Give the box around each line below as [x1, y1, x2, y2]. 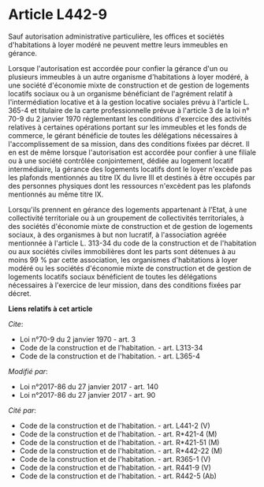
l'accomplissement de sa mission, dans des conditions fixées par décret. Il [8, 139, 250, 148]
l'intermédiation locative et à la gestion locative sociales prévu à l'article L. [8, 97, 250, 107]
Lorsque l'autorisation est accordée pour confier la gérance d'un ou [8, 63, 229, 73]
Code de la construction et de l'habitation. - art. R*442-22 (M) [19, 446, 223, 455]
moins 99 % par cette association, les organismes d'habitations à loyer [8, 255, 238, 264]
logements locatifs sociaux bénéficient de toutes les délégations [8, 272, 218, 281]
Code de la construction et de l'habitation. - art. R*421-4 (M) [19, 429, 218, 439]
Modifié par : [8, 366, 49, 376]
